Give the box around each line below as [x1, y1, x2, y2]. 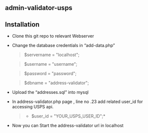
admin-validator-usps [5, 4, 73, 12]
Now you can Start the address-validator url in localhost [12, 123, 124, 129]
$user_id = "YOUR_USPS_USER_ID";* [31, 113, 105, 119]
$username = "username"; [24, 61, 77, 67]
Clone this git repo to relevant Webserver [12, 33, 94, 39]
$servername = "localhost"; [24, 52, 80, 58]
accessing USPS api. [12, 104, 54, 110]
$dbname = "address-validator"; [24, 80, 89, 86]
